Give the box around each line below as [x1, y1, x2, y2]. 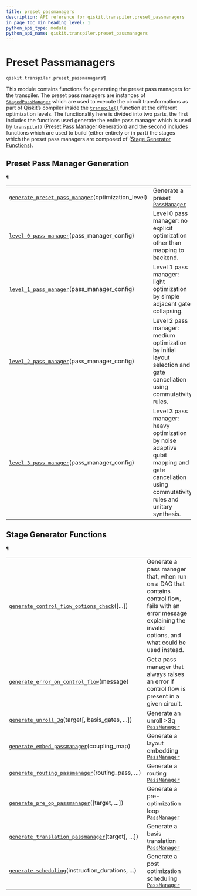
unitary [152, 502, 172, 510]
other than [152, 239, 182, 247]
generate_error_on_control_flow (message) [9, 677, 129, 686]
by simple [152, 292, 180, 300]
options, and [147, 631, 181, 639]
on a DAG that [147, 580, 185, 588]
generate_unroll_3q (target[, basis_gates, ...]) [9, 716, 133, 724]
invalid [147, 624, 165, 632]
